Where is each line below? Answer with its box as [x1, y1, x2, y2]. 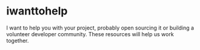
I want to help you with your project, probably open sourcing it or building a [6, 24, 195, 31]
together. [6, 37, 29, 44]
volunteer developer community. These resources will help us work [6, 30, 174, 37]
